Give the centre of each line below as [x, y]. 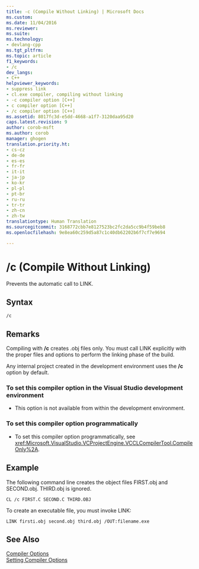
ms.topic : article [29, 56]
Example [23, 468]
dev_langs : [20, 72]
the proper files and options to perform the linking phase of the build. [90, 355]
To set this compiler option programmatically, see [75, 437]
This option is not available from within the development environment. [100, 408]
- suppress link [26, 89]
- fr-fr [16, 166]
